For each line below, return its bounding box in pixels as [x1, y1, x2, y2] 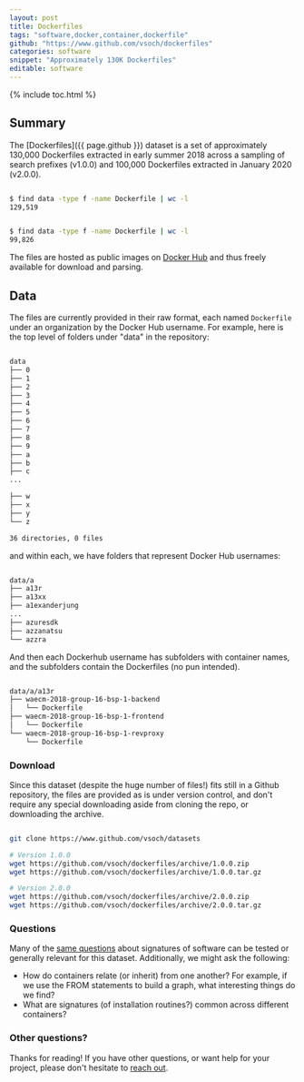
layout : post [9, 13, 59, 23]
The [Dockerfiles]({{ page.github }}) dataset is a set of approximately [9, 139, 268, 150]
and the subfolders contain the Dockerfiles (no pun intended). [9, 661, 240, 672]
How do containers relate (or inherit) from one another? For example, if [22, 970, 288, 981]
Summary [9, 116, 66, 131]
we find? [22, 989, 55, 1001]
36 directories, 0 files [9, 533, 103, 542]
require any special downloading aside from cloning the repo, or [9, 798, 250, 810]
